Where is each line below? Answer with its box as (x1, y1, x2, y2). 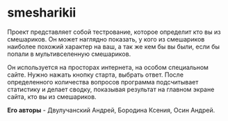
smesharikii (7, 5, 76, 21)
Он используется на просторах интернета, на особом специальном (7, 63, 209, 71)
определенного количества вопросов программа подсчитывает (7, 77, 199, 86)
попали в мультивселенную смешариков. (7, 50, 131, 58)
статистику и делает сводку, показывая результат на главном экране (7, 85, 215, 93)
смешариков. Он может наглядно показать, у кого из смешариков (7, 35, 205, 43)
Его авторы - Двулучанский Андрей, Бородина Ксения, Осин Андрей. (7, 106, 215, 114)
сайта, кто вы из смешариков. (7, 92, 97, 101)
